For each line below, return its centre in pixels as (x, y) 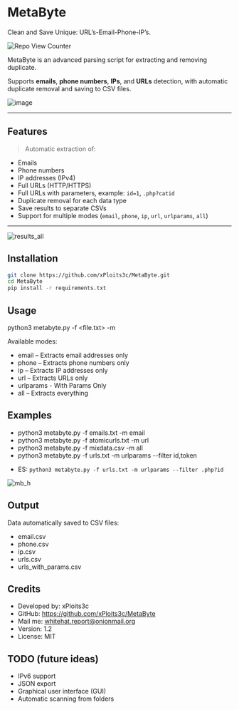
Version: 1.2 (34, 629)
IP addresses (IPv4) (47, 177)
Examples (30, 415)
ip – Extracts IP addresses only (63, 370)
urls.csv (29, 559)
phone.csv (33, 544)
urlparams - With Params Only (62, 385)
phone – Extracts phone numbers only (73, 363)
